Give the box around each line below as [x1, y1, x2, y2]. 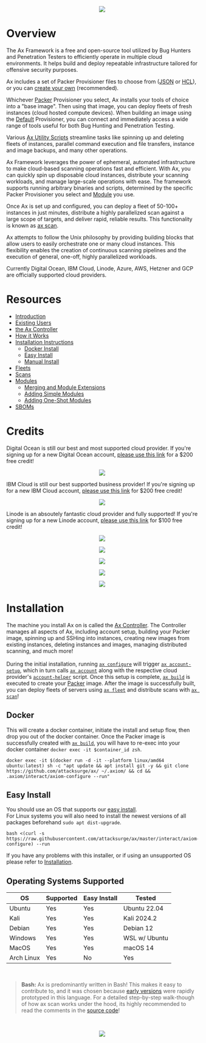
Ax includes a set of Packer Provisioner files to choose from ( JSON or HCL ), [6, 78, 196, 85]
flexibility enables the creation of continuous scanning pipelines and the [6, 246, 187, 253]
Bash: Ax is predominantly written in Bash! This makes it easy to [21, 981, 182, 988]
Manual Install [24, 357, 60, 365]
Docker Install [24, 345, 59, 352]
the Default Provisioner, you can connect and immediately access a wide [6, 115, 188, 123]
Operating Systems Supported [6, 876, 125, 886]
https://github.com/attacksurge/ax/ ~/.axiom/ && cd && [6, 768, 151, 774]
